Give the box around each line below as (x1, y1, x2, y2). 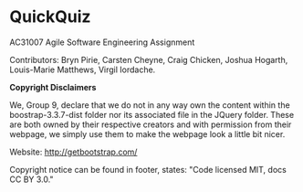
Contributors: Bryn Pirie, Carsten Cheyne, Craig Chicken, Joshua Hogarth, (9, 54, 288, 65)
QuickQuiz (9, 6, 91, 27)
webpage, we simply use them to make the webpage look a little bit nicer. (9, 128, 286, 139)
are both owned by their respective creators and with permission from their (9, 119, 292, 130)
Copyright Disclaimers (9, 81, 97, 92)
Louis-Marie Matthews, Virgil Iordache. (9, 64, 156, 75)
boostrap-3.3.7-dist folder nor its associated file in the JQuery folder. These (9, 109, 295, 120)
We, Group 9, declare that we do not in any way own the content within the (9, 99, 290, 111)
